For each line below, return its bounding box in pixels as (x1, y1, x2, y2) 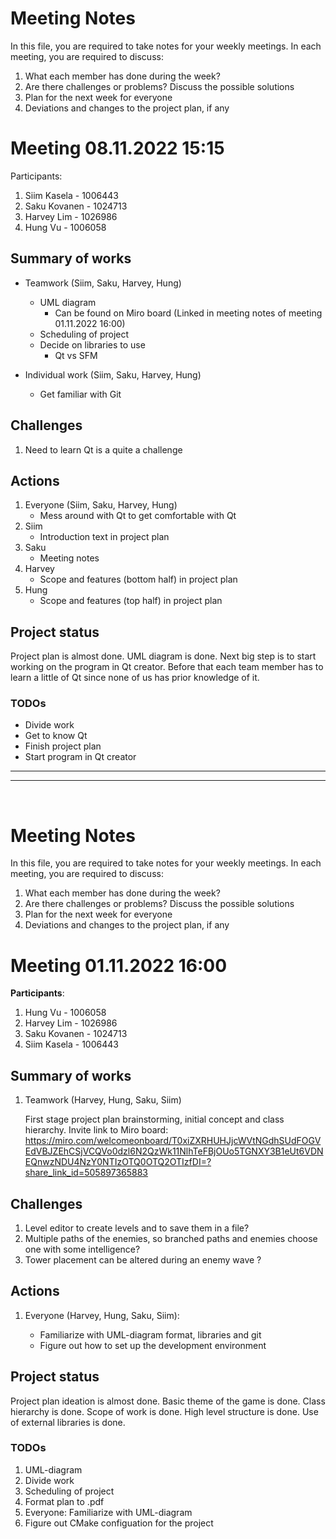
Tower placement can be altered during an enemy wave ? (24, 1253, 262, 1266)
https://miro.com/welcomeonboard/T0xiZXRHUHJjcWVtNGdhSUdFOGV (24, 1135, 322, 1147)
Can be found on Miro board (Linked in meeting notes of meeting (54, 307, 323, 319)
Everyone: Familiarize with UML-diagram (24, 1506, 193, 1518)
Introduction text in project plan (39, 531, 170, 543)
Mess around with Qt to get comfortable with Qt (39, 510, 237, 522)
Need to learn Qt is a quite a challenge (24, 443, 183, 456)
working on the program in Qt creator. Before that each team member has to (10, 661, 324, 673)
